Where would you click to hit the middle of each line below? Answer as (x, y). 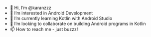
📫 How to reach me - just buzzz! (44, 29)
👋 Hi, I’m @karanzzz (30, 8)
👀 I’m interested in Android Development (51, 13)
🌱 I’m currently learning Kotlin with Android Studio (61, 18)
